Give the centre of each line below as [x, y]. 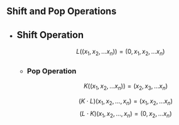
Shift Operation [50, 35]
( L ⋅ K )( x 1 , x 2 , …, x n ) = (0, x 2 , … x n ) [125, 114]
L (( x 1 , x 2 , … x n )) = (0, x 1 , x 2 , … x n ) [121, 52]
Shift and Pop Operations [62, 11]
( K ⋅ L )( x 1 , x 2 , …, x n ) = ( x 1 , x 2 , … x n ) [126, 102]
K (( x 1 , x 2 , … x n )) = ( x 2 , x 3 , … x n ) [125, 87]
